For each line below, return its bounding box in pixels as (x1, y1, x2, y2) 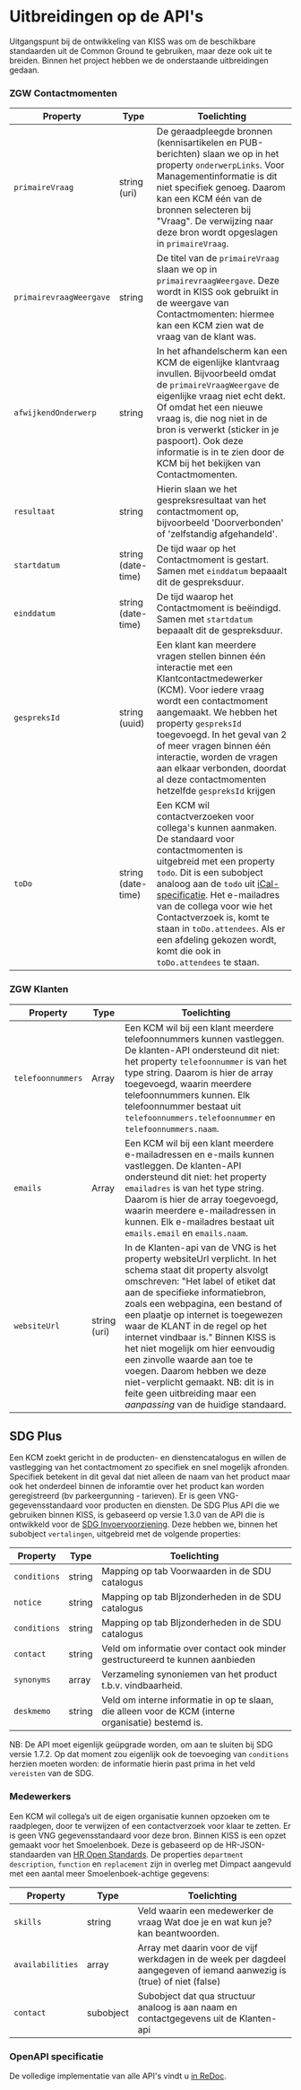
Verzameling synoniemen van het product (101, 1668, 278, 1681)
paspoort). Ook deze (156, 435, 244, 448)
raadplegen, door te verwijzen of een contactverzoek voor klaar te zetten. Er (9, 1820, 291, 1831)
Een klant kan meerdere (156, 639, 257, 651)
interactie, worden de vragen (156, 751, 279, 763)
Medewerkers (9, 1790, 72, 1803)
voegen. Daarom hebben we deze (125, 1364, 267, 1377)
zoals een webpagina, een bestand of (125, 1297, 283, 1310)
